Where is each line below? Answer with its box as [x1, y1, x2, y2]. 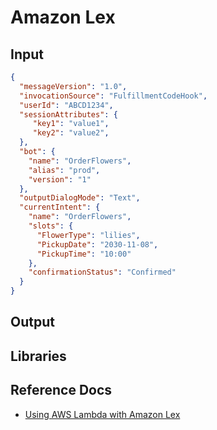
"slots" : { [28, 221, 74, 231]
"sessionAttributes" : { [19, 109, 118, 120]
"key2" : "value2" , [32, 128, 110, 138]
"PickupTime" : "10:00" [36, 249, 132, 259]
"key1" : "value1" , [32, 119, 110, 129]
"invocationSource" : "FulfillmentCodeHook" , [19, 91, 208, 101]
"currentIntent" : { [19, 202, 101, 213]
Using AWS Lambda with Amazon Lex [24, 408, 181, 420]
